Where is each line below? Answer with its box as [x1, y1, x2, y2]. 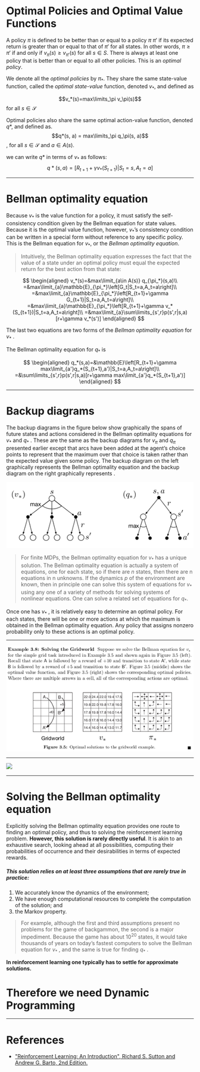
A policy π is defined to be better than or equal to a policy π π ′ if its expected [6, 36, 193, 43]
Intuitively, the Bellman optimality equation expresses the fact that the [20, 253, 192, 260]
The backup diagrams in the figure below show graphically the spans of [6, 424, 183, 431]
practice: [6, 874, 30, 881]
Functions [6, 17, 57, 30]
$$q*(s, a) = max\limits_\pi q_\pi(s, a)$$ [51, 132, 149, 139]
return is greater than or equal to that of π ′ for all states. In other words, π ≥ [6, 43, 190, 50]
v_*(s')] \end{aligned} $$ [84, 315, 145, 322]
